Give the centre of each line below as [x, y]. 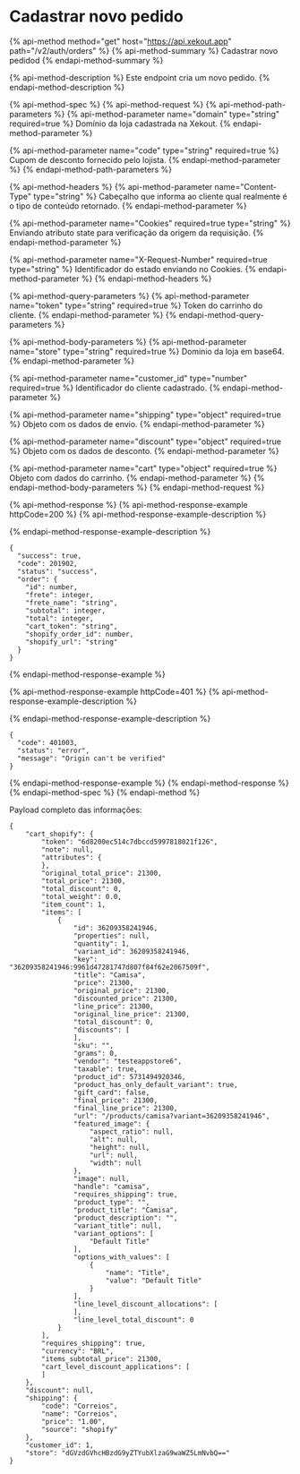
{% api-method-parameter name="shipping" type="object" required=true [146, 415]
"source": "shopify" [80, 1429]
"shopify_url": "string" [72, 642]
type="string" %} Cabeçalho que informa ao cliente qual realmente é [161, 196]
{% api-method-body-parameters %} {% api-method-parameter [128, 341]
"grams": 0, [95, 1053]
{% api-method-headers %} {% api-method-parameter [111, 186]
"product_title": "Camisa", [125, 1210]
